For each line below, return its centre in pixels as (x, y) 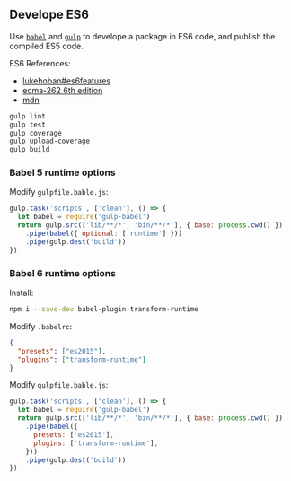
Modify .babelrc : (41, 326)
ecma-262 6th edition (62, 90)
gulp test (28, 125)
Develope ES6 (49, 15)
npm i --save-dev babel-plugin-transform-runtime (104, 310)
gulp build (30, 150)
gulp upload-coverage (50, 141)
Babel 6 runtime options (63, 273)
